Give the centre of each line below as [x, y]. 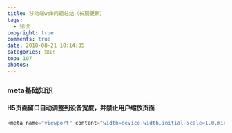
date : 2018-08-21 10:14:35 [46, 45]
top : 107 [20, 59]
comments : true [29, 39]
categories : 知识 [31, 52]
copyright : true [30, 33]
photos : [18, 65]
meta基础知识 [30, 90]
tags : [15, 20]
